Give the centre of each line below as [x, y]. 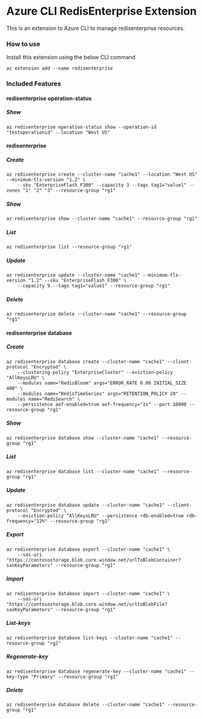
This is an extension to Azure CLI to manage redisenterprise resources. [95, 28]
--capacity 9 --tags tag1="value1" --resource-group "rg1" [94, 286]
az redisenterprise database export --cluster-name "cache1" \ [88, 549]
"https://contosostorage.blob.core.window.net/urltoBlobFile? [87, 604]
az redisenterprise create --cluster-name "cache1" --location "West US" [102, 175]
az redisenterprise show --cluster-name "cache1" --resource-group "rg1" [102, 219]
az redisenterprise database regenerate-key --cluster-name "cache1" [97, 671]
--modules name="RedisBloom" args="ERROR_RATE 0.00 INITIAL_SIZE [102, 383]
